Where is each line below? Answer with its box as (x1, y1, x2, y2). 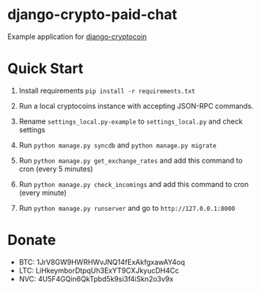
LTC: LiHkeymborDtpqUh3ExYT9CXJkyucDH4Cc (18, 266, 180, 275)
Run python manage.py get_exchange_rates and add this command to (18, 155, 243, 165)
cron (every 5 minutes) (18, 164, 93, 174)
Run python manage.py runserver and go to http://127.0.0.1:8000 (18, 203, 236, 213)
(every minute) (18, 188, 67, 197)
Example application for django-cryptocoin (7, 32, 147, 41)
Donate (7, 232, 56, 249)
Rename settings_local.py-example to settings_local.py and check (18, 117, 243, 126)
